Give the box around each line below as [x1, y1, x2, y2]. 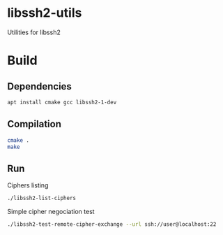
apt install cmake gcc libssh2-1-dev [7, 99, 117, 106]
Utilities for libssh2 [7, 28, 61, 36]
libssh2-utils [7, 5, 82, 21]
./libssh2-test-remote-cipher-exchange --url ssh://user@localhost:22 [7, 221, 217, 228]
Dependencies [7, 80, 72, 92]
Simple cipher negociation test [7, 208, 95, 216]
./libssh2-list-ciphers [7, 194, 77, 202]
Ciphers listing [7, 181, 49, 190]
